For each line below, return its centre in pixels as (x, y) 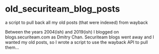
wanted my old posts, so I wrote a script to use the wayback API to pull (77, 42)
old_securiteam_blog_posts (63, 9)
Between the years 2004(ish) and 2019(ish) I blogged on (62, 32)
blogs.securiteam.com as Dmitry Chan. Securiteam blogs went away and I (79, 37)
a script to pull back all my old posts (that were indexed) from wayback (77, 22)
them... (12, 47)
